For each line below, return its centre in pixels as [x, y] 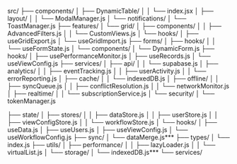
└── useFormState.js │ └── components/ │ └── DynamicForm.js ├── [111, 48]
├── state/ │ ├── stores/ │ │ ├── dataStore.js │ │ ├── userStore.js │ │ [113, 115]
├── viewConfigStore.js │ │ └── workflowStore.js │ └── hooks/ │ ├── [112, 122]
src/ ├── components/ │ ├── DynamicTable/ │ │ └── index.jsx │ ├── [110, 11]
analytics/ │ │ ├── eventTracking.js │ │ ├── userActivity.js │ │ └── [107, 71]
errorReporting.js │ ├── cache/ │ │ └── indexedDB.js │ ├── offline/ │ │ [113, 78]
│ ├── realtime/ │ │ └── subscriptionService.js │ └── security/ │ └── [111, 93]
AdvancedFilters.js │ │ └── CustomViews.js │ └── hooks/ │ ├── [103, 33]
